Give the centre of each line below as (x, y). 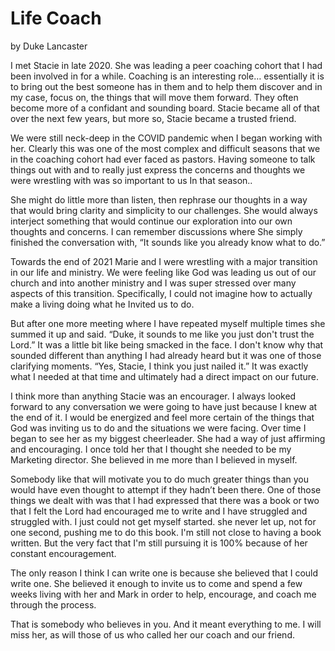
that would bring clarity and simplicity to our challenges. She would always (164, 210)
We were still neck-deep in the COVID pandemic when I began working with (166, 138)
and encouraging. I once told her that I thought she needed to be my (151, 449)
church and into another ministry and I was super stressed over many (153, 283)
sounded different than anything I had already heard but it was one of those (166, 355)
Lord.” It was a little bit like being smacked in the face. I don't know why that (167, 344)
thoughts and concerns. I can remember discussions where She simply (156, 231)
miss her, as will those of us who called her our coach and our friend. (152, 634)
